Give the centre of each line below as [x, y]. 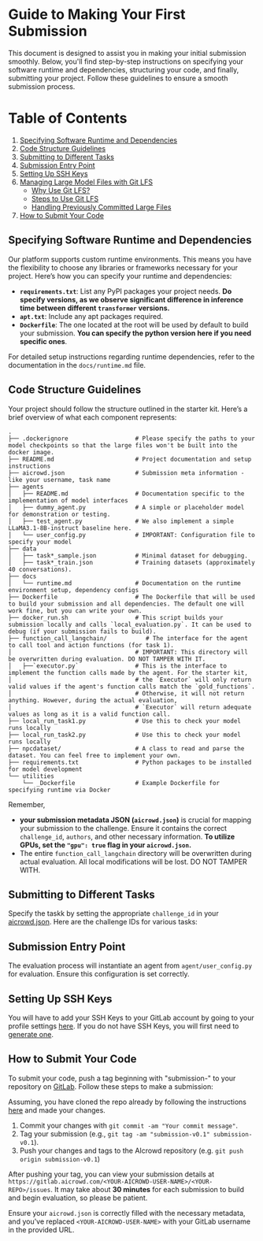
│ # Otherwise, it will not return [126, 693]
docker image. [31, 452]
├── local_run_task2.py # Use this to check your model [125, 735]
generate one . [31, 1034]
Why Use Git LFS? [61, 190]
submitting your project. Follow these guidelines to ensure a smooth [118, 78]
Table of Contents [68, 119]
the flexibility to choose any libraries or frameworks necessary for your [123, 267]
